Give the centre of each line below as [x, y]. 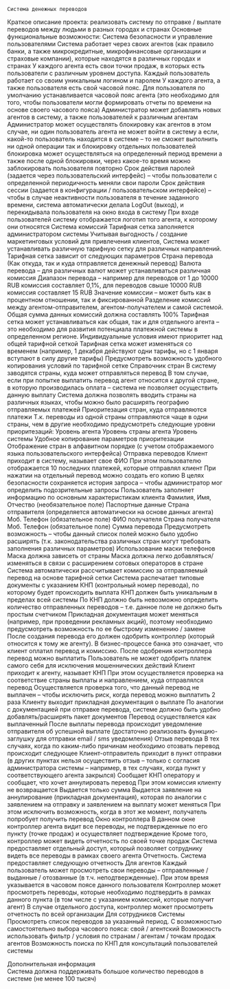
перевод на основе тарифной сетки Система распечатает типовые [106, 578]
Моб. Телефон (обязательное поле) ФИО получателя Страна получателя [114, 519]
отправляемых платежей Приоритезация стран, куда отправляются [107, 410]
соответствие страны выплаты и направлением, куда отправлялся [105, 680]
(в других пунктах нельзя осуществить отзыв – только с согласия [104, 761]
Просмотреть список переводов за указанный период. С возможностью [114, 921]
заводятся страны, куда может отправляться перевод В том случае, [108, 373]
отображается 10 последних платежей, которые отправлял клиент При [112, 468]
